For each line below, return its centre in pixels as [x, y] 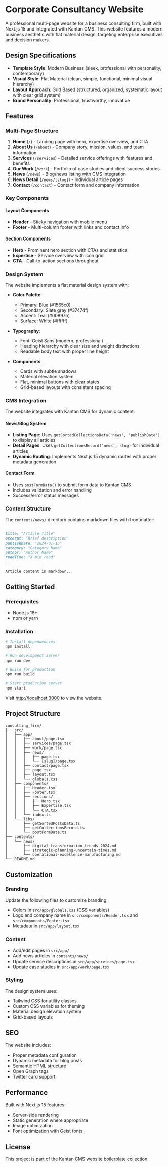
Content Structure [28, 508]
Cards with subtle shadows [48, 371]
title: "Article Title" [30, 533]
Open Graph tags [31, 1071]
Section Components [28, 239]
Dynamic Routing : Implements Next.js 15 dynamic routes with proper [85, 456]
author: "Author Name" [29, 553]
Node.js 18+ [25, 612]
